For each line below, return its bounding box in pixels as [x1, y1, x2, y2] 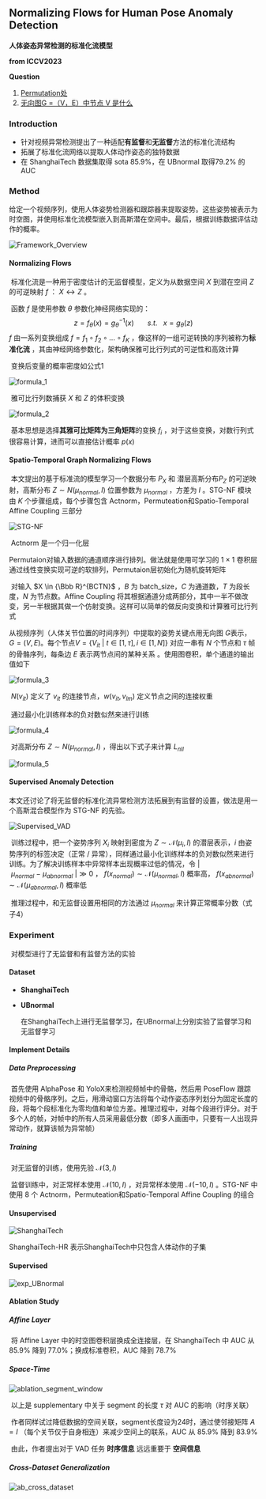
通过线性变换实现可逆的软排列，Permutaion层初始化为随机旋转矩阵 [9, 565, 227, 574]
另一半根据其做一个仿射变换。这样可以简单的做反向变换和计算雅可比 [22, 601, 244, 611]
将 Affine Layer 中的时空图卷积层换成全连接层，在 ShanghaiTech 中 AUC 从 [10, 1336, 255, 1346]
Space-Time [9, 1364, 51, 1373]
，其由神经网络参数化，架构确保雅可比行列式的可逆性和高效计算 [31, 344, 239, 354]
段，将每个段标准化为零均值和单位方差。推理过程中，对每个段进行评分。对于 [9, 1103, 258, 1114]
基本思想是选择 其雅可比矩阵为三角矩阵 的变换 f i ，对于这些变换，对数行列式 [10, 425, 254, 437]
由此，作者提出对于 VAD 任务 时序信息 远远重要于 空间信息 [10, 1444, 201, 1454]
